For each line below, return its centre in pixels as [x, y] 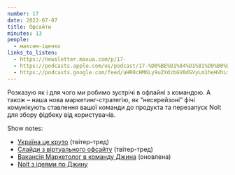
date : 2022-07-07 [33, 20]
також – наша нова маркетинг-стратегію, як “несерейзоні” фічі [101, 99]
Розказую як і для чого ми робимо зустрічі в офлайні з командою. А [109, 92]
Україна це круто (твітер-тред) [63, 141]
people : [19, 40]
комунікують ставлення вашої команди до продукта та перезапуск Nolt [114, 107]
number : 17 [23, 14]
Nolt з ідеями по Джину [52, 164]
